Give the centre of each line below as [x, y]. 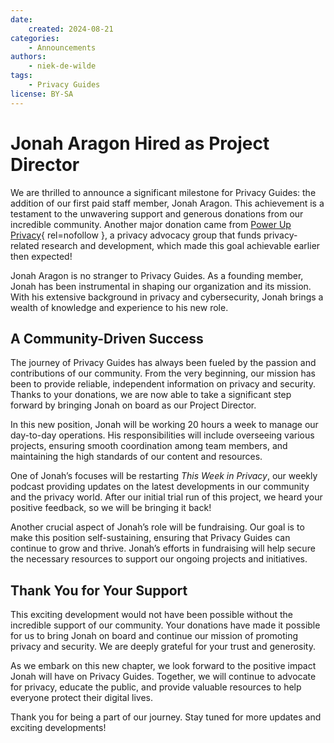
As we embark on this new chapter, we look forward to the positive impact [163, 666]
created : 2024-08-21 [71, 29]
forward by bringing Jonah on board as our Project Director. [133, 405]
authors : [28, 57]
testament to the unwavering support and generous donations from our [157, 213]
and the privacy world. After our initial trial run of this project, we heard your [166, 497]
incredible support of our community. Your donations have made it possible [165, 625]
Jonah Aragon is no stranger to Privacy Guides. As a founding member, [157, 275]
